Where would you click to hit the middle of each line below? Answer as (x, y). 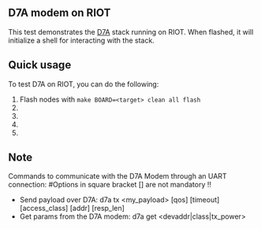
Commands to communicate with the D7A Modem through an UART (117, 176)
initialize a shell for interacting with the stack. (82, 40)
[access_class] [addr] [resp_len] (72, 209)
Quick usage (40, 65)
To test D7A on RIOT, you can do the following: (84, 84)
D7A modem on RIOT (60, 13)
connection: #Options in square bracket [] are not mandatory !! (110, 185)
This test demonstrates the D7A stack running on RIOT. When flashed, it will (131, 31)
